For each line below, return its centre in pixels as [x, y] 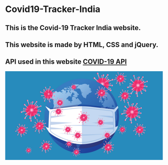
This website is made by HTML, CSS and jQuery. [82, 44]
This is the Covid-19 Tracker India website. [73, 28]
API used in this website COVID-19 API [66, 62]
